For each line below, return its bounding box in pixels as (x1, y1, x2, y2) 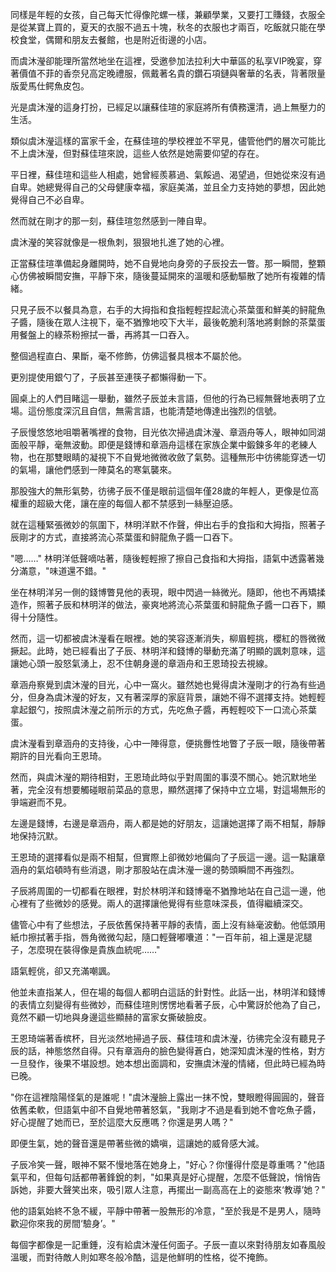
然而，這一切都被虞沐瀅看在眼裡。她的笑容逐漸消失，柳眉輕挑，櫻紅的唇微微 (10, 633, 326, 644)
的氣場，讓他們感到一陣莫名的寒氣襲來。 (10, 464, 177, 475)
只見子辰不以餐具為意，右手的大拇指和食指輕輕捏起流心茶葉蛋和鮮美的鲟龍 (10, 304, 317, 315)
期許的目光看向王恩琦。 (10, 750, 107, 762)
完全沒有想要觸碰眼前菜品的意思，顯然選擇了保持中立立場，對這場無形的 (27, 784, 326, 795)
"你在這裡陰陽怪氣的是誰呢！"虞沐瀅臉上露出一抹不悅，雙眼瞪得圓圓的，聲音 (10, 1091, 326, 1103)
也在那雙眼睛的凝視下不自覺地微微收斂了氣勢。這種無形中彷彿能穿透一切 (27, 451, 326, 463)
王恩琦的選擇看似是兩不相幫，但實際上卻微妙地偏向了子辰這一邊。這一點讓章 (10, 851, 326, 863)
